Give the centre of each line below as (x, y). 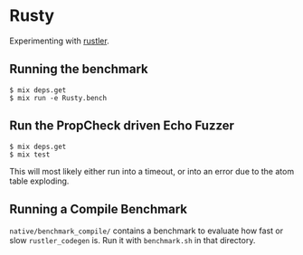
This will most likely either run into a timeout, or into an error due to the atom (152, 171)
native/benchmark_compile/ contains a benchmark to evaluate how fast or (147, 231)
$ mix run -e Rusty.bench (58, 98)
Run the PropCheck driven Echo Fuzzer (122, 126)
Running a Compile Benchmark (99, 209)
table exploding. (39, 181)
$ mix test (30, 155)
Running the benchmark (79, 69)
